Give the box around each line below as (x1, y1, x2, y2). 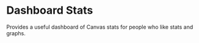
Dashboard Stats (6, 4, 93, 17)
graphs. (6, 29, 26, 36)
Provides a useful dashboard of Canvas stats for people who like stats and (6, 23, 194, 30)
